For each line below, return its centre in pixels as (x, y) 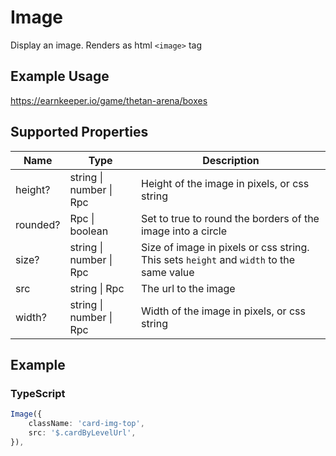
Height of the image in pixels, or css (225, 183)
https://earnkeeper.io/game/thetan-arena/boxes (109, 100)
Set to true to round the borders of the (230, 218)
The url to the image (188, 288)
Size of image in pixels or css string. (225, 247)
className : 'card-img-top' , (86, 424)
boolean (89, 231)
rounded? (38, 224)
